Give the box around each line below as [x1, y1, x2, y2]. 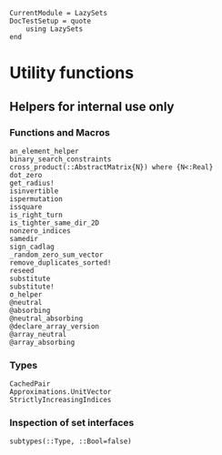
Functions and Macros [9, 126, 111, 138]
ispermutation [9, 194, 64, 204]
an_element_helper [9, 147, 79, 156]
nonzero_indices [9, 226, 71, 236]
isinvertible [9, 187, 59, 196]
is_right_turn [9, 210, 64, 219]
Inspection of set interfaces [9, 417, 135, 430]
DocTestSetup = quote [9, 16, 92, 25]
